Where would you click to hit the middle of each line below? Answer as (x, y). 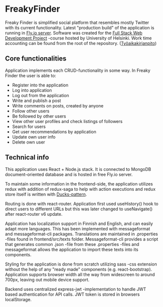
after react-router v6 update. (34, 214)
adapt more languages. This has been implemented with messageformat (78, 228)
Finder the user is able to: (31, 75)
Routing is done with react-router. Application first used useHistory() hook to (82, 204)
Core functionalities (36, 59)
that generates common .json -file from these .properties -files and (72, 244)
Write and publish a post (36, 101)
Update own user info (34, 137)
